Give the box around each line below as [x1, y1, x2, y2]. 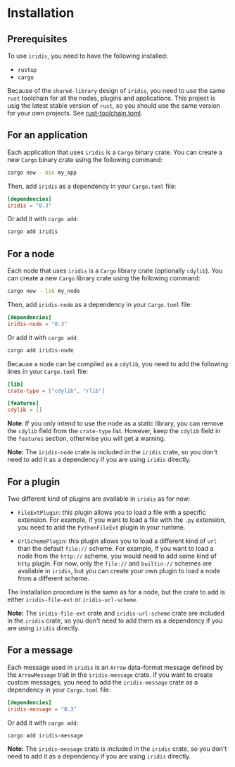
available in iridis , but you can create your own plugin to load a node [17, 566, 220, 575]
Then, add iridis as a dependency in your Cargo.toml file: [7, 182, 177, 190]
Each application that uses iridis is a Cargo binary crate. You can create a [7, 148, 223, 156]
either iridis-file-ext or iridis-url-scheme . [7, 595, 139, 604]
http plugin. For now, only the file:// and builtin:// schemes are [17, 559, 212, 568]
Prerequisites [7, 33, 68, 45]
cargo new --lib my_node [7, 287, 80, 295]
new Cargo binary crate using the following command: [7, 155, 163, 163]
